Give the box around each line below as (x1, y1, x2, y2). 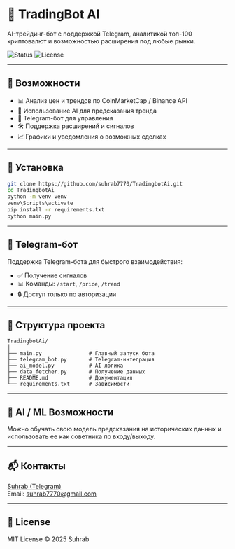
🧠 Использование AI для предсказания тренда (17, 106, 157, 115)
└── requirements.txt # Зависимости (7, 381, 130, 388)
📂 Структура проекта (7, 319, 106, 331)
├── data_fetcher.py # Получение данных (7, 368, 145, 375)
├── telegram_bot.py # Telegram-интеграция (7, 356, 155, 363)
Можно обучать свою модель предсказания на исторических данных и (7, 425, 222, 433)
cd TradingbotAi (7, 187, 55, 194)
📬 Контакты (7, 460, 66, 472)
